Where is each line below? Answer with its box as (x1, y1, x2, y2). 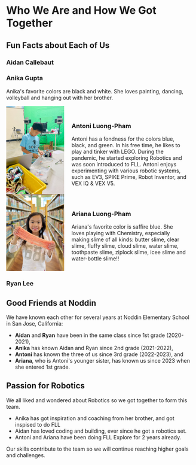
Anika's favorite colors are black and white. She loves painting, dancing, (6, 87, 183, 95)
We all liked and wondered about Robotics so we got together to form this (6, 396, 188, 404)
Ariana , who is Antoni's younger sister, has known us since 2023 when (14, 357, 190, 364)
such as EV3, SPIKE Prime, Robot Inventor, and (71, 174, 187, 181)
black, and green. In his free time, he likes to (71, 142, 180, 149)
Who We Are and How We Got (6, 4, 157, 17)
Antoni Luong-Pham (71, 121, 131, 130)
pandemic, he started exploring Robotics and (71, 154, 182, 162)
